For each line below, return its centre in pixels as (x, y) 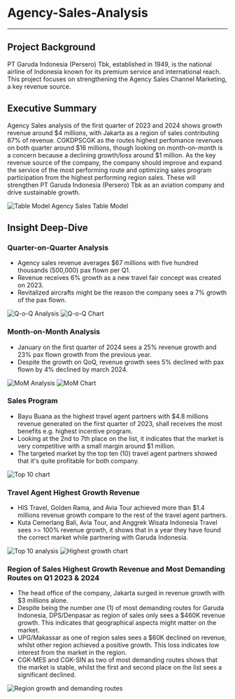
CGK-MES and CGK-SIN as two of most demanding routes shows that (117, 660)
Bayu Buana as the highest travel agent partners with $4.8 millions (113, 416)
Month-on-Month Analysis (54, 332)
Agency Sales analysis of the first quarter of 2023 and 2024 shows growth (115, 125)
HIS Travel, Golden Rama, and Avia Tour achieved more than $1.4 (111, 508)
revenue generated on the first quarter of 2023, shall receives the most (120, 423)
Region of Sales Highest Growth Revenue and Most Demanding (116, 570)
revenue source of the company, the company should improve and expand (115, 162)
